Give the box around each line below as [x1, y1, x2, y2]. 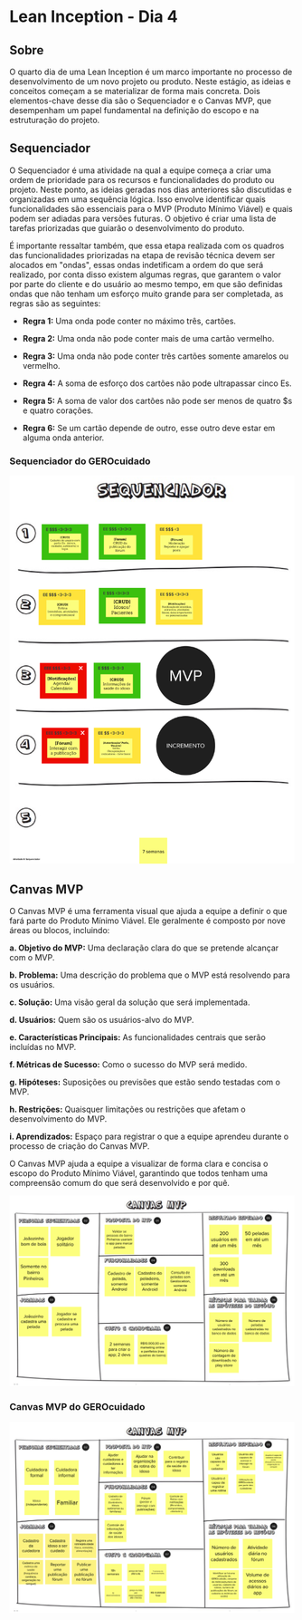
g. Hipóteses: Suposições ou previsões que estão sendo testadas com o [9, 1076, 280, 1088]
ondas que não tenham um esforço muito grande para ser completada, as [9, 288, 284, 299]
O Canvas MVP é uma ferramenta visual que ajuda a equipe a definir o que [9, 906, 288, 917]
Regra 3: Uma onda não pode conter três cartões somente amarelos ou [22, 351, 289, 362]
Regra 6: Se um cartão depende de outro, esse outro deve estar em [22, 422, 276, 433]
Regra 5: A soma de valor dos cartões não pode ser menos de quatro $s [22, 395, 293, 406]
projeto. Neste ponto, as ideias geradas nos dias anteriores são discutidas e [9, 184, 292, 195]
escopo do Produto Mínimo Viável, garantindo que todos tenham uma [9, 1168, 269, 1179]
